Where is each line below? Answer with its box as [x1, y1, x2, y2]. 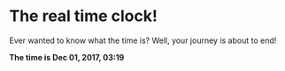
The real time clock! [9, 6, 158, 26]
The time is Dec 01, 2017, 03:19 [9, 52, 125, 62]
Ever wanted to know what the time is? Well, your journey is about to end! [9, 35, 277, 46]
